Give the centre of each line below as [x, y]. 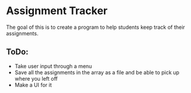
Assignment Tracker [57, 11]
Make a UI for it [33, 85]
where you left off [36, 78]
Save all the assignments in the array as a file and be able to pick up [97, 72]
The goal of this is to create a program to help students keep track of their [95, 27]
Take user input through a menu [53, 66]
